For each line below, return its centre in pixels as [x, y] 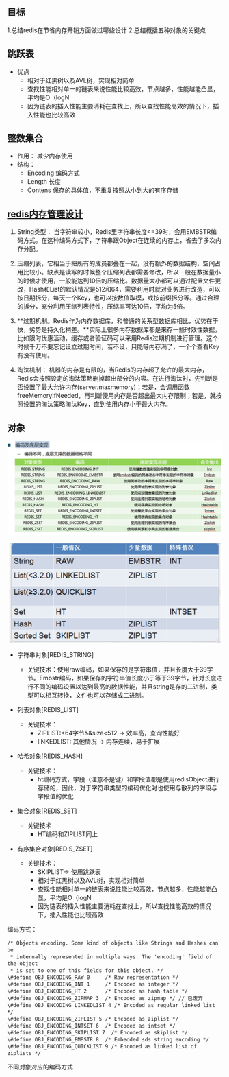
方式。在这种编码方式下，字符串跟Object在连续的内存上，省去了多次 [119, 240]
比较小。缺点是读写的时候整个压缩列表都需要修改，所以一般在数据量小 [122, 272]
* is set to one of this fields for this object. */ [87, 970]
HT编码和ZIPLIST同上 [67, 834]
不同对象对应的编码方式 [40, 1067]
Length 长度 [44, 182]
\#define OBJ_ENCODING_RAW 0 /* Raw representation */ [93, 977]
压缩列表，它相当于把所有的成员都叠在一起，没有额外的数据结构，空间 [116, 263]
